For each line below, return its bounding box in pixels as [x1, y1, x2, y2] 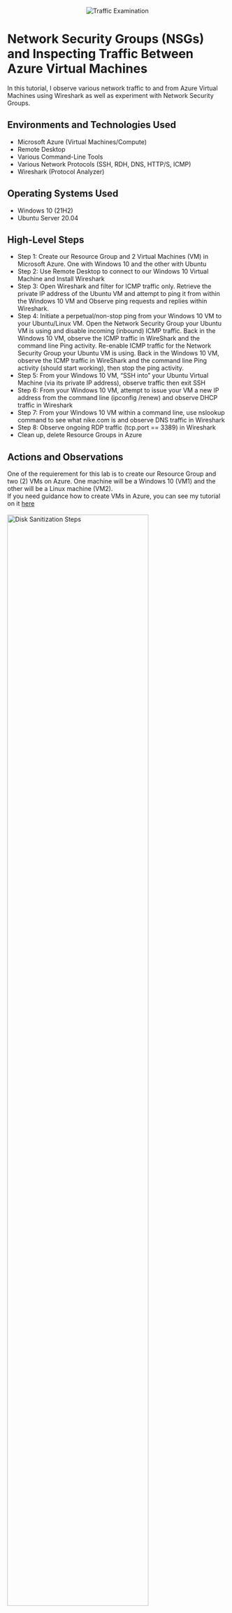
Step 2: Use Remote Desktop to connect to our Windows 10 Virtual [17, 267, 209, 276]
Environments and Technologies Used [7, 119, 177, 131]
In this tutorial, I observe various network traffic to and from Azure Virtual [7, 84, 218, 92]
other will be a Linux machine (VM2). [7, 485, 113, 493]
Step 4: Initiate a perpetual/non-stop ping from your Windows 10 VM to [17, 312, 222, 320]
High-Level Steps [7, 234, 85, 246]
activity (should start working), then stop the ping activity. [17, 364, 184, 372]
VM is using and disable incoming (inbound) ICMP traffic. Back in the [17, 327, 216, 335]
